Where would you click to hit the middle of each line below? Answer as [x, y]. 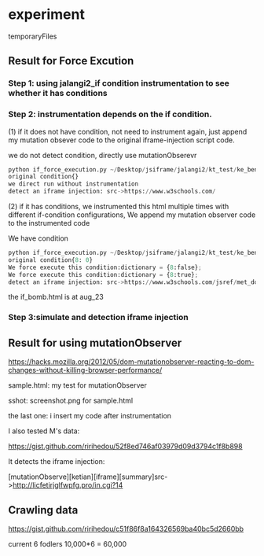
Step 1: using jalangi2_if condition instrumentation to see [119, 83]
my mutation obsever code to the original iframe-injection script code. [121, 140]
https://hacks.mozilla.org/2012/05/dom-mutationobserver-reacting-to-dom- [131, 362]
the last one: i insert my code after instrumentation [90, 416]
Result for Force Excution [71, 61]
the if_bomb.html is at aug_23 [56, 297]
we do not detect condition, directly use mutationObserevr [103, 155]
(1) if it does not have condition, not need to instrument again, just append [128, 131]
